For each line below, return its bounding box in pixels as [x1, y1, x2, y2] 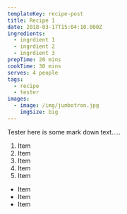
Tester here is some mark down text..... [7, 127, 121, 136]
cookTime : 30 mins [7, 63, 61, 70]
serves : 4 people [7, 69, 59, 76]
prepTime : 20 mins [7, 56, 61, 63]
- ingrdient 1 [13, 37, 55, 44]
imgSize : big [20, 108, 59, 115]
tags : [7, 75, 23, 83]
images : [7, 96, 30, 103]
